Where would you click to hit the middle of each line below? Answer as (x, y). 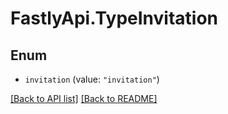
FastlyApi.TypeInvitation (114, 18)
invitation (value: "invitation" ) (92, 79)
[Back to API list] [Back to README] (84, 98)
